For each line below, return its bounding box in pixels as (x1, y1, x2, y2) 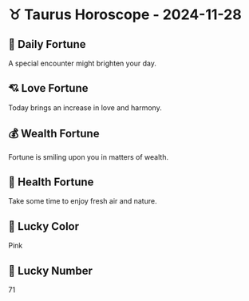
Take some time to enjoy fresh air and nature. (8, 196, 157, 206)
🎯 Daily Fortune (8, 38, 86, 51)
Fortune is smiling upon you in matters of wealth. (8, 152, 169, 161)
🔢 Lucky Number (8, 263, 93, 277)
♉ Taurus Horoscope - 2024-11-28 (8, 6, 242, 24)
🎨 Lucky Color (8, 220, 80, 233)
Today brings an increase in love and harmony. (8, 102, 162, 113)
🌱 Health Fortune (8, 176, 94, 189)
